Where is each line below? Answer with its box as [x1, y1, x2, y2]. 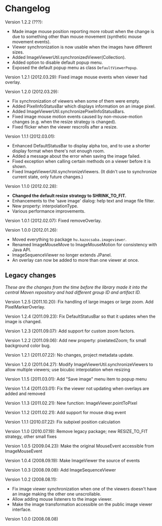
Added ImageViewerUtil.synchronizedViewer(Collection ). [12, 54, 126, 60]
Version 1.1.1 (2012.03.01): [5, 133, 56, 139]
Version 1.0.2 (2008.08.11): [5, 476, 57, 482]
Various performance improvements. [12, 208, 86, 214]
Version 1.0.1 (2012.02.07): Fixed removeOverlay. [5, 218, 102, 223]
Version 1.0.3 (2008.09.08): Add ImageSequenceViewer [5, 467, 116, 472]
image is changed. [5, 318, 42, 324]
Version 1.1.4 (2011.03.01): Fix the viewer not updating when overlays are [5, 385, 149, 391]
